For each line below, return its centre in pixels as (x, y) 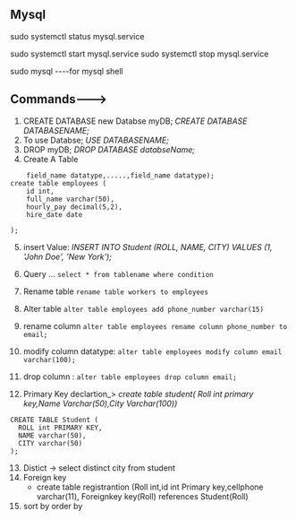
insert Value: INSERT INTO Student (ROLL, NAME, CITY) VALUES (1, (148, 247)
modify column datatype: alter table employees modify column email (152, 351)
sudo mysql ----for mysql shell (67, 71)
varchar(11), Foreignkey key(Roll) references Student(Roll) (142, 496)
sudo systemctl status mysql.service (77, 36)
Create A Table (51, 159)
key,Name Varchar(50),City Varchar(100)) (100, 403)
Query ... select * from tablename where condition (118, 273)
